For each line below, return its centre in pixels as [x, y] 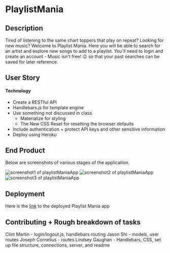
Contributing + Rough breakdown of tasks [73, 222]
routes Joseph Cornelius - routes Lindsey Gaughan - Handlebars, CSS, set [83, 240]
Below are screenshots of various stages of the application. [67, 163]
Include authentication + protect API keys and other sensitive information [89, 129]
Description [24, 28]
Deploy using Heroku [35, 134]
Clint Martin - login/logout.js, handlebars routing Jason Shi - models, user [82, 234]
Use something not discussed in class [52, 113]
